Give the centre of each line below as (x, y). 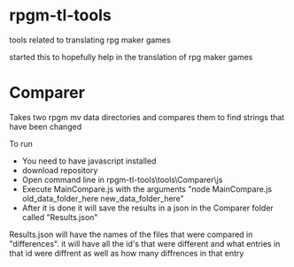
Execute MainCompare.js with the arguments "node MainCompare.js (147, 189)
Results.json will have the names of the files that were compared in (131, 234)
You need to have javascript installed (89, 161)
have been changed (46, 126)
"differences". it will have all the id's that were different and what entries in (145, 243)
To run (21, 143)
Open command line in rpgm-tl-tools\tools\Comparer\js (122, 179)
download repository (60, 170)
